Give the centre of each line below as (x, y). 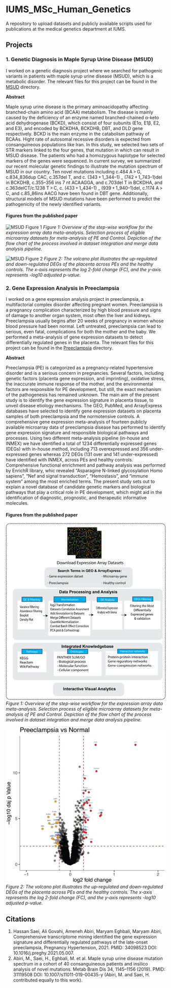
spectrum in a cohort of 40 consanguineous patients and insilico (80, 964)
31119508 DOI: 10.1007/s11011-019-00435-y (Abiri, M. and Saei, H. (81, 975)
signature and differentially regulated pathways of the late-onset (80, 942)
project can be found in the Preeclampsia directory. (59, 348)
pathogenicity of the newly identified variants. (54, 204)
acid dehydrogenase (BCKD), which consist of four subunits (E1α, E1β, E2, (83, 123)
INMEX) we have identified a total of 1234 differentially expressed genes (81, 444)
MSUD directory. (23, 87)
